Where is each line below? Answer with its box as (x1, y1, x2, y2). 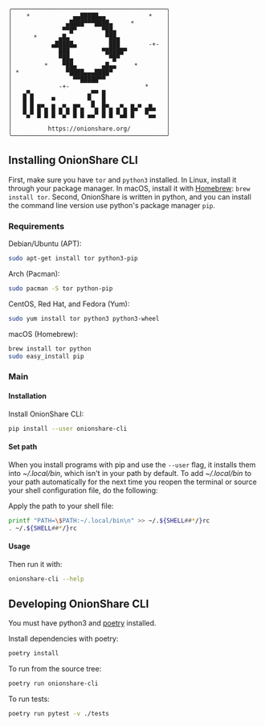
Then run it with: (8, 559, 63, 568)
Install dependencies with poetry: (8, 634, 119, 644)
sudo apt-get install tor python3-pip (8, 255, 138, 263)
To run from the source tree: (8, 664, 102, 674)
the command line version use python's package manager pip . (8, 200, 215, 210)
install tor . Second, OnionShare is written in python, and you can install (8, 191, 251, 202)
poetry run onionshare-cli (8, 679, 99, 688)
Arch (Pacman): (8, 269, 60, 278)
